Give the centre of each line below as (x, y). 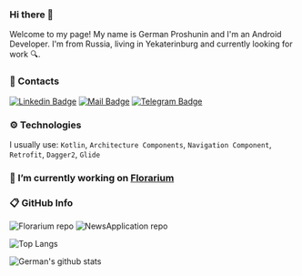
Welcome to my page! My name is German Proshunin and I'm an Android (146, 35)
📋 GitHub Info (41, 202)
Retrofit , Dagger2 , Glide (55, 154)
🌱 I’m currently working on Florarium (92, 178)
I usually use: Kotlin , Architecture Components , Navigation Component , (141, 144)
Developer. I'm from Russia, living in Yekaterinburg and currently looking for (151, 44)
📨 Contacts (35, 81)
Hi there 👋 (32, 15)
